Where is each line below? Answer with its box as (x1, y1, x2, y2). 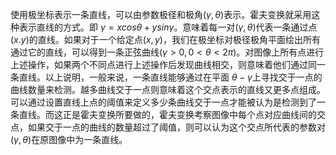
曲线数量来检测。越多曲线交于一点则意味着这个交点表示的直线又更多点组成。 (10, 84, 326, 95)
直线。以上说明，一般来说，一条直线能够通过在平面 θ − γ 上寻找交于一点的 (18, 71, 323, 83)
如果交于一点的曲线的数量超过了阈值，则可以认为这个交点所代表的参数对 (27, 121, 326, 133)
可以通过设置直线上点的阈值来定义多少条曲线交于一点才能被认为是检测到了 (10, 96, 317, 108)
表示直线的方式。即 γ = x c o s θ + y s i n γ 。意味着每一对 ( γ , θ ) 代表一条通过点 (18, 21, 318, 33)
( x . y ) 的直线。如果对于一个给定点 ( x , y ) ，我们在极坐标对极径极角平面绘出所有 (10, 34, 321, 45)
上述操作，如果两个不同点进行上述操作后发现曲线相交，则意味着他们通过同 (10, 59, 317, 70)
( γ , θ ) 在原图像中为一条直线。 (10, 134, 128, 145)
